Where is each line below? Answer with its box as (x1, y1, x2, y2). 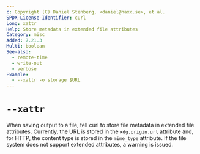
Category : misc (6, 32, 45, 38)
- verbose (12, 65, 37, 72)
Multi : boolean (6, 43, 45, 50)
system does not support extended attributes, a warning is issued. (6, 141, 173, 148)
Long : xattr (6, 20, 37, 26)
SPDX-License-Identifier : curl (6, 15, 86, 21)
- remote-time (12, 54, 48, 61)
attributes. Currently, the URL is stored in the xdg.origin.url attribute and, (6, 128, 194, 135)
